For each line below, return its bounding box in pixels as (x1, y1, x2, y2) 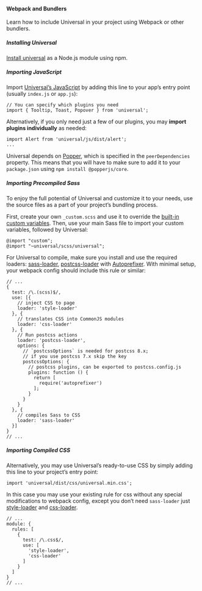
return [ (33, 375, 56, 381)
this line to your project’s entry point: (6, 468, 99, 476)
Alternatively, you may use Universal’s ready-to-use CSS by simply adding (6, 462, 193, 470)
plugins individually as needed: (6, 125, 87, 132)
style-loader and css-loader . (6, 504, 78, 511)
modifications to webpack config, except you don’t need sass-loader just (6, 498, 190, 505)
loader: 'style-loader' (17, 305, 78, 311)
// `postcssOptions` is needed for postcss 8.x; (22, 348, 149, 354)
